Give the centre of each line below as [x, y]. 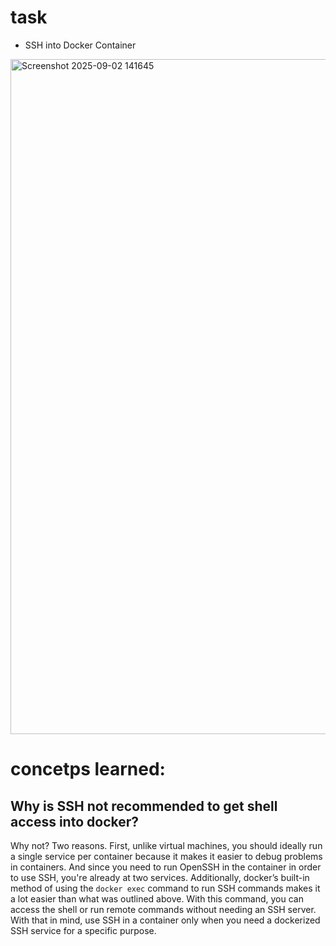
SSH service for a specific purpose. [83, 930]
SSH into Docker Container [80, 45]
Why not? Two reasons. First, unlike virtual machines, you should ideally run [166, 845]
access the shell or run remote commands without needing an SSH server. [163, 909]
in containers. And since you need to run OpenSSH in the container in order [166, 867]
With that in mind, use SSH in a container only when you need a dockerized [165, 920]
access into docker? [75, 821]
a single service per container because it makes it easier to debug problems [166, 856]
